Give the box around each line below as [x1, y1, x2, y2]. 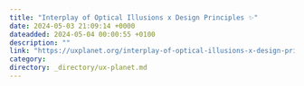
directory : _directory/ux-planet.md [9, 64, 147, 73]
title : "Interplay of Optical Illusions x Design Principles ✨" [9, 13, 259, 22]
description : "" [9, 38, 71, 47]
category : [9, 55, 47, 64]
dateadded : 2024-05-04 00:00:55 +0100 [9, 30, 156, 39]
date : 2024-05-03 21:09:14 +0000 [9, 21, 136, 30]
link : [9, 47, 30, 56]
